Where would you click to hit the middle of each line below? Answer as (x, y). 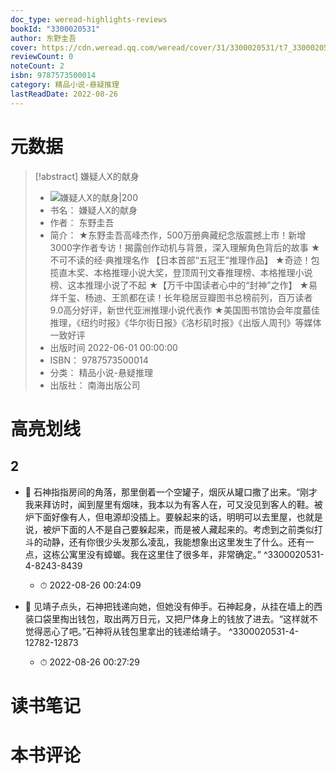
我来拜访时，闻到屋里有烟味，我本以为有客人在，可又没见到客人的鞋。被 (173, 504)
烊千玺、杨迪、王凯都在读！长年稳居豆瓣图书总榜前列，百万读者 (181, 297)
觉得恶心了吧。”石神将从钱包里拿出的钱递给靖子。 (125, 631)
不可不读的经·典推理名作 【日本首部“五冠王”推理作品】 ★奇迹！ (180, 260)
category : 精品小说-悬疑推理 (65, 85)
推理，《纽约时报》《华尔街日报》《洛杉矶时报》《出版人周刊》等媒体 (185, 322)
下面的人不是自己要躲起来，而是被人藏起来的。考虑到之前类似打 (191, 529)
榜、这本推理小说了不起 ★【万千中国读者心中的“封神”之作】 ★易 (183, 285)
